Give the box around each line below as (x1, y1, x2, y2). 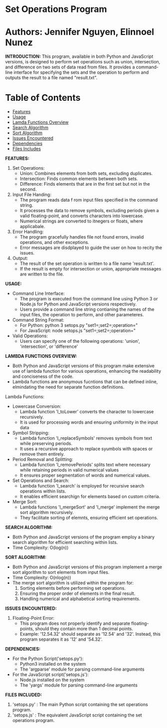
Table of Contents (5, 92, 81, 103)
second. (19, 186, 37, 193)
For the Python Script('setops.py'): (12, 656, 84, 662)
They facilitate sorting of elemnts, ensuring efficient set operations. (19, 515, 159, 521)
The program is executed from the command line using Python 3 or (19, 296, 158, 302)
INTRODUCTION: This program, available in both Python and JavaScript (5, 53, 154, 59)
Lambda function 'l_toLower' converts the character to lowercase (19, 409, 154, 415)
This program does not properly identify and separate (19, 620, 131, 627)
